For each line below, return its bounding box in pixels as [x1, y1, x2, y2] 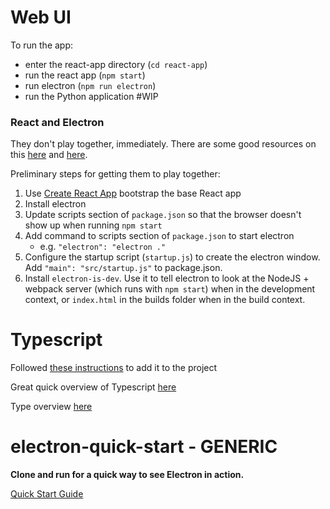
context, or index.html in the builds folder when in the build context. [24, 294, 306, 306]
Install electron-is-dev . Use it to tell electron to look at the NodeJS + [24, 272, 310, 285]
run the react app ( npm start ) [24, 69, 146, 81]
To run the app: [10, 39, 74, 51]
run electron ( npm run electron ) [24, 79, 157, 91]
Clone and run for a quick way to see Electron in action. [10, 469, 245, 481]
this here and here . [10, 149, 88, 161]
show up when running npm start [24, 219, 163, 231]
